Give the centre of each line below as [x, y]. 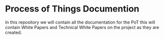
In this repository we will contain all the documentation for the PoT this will [80, 22]
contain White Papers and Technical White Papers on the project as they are [82, 27]
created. [14, 32]
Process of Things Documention [72, 9]
